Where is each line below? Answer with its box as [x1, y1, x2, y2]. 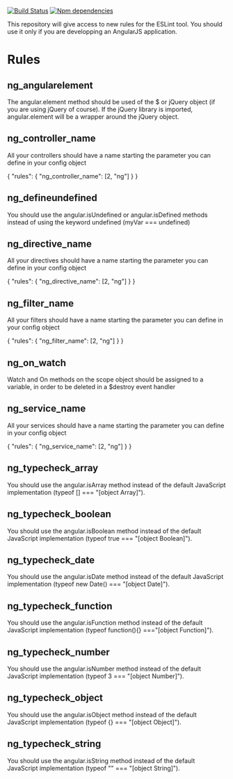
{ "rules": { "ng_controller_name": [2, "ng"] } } [7, 172, 138, 180]
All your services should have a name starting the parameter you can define [7, 421, 225, 429]
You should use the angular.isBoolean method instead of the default [7, 527, 202, 535]
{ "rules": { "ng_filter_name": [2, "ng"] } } [7, 337, 124, 345]
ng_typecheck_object [7, 692, 103, 704]
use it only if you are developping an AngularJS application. [7, 28, 177, 35]
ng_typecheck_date [7, 554, 95, 566]
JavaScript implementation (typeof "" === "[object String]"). [7, 764, 181, 772]
